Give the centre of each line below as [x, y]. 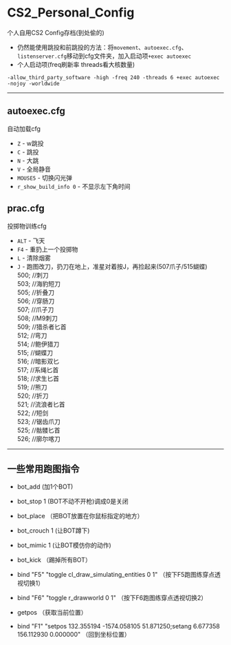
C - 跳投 [28, 152]
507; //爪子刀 [35, 309]
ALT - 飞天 [31, 240]
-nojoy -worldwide [33, 83]
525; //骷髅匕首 [38, 430]
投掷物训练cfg [27, 226]
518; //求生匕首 [38, 378]
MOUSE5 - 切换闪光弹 [45, 178]
